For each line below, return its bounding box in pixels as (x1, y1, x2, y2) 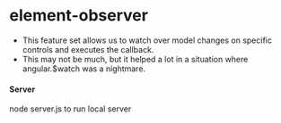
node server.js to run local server (9, 103, 132, 114)
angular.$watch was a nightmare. (22, 63, 146, 74)
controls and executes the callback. (22, 44, 154, 54)
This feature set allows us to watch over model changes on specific (22, 35, 272, 45)
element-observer (9, 5, 148, 26)
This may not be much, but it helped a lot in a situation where (22, 53, 249, 64)
